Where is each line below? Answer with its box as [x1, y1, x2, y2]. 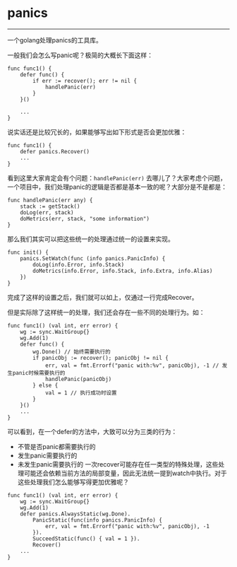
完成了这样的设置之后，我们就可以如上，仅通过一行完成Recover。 [7, 293, 199, 301]
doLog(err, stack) [20, 209, 74, 216]
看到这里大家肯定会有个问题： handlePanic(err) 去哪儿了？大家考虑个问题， [7, 173, 227, 182]
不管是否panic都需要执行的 [17, 442, 97, 450]
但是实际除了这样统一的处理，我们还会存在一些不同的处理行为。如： [7, 308, 205, 316]
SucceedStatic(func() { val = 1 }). [32, 535, 140, 542]
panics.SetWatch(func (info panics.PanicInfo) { [20, 255, 166, 262]
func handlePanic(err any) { [7, 197, 93, 204]
